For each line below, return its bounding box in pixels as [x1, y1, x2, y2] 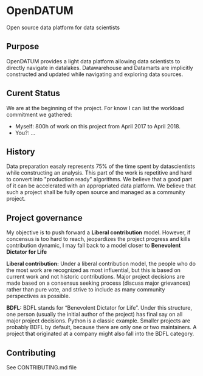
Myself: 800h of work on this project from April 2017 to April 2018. [15, 122, 181, 130]
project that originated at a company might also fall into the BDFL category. [6, 330, 194, 338]
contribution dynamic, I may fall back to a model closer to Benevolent [6, 242, 181, 249]
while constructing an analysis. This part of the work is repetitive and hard [6, 169, 192, 176]
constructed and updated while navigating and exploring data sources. [6, 71, 184, 78]
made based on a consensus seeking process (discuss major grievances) [6, 279, 191, 287]
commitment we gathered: [6, 111, 72, 118]
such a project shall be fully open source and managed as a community [6, 189, 185, 196]
